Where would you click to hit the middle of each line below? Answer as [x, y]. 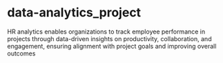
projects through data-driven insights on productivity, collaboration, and [109, 38]
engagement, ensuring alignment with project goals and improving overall [112, 46]
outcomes [21, 53]
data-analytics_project [74, 13]
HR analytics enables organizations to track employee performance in [106, 32]
